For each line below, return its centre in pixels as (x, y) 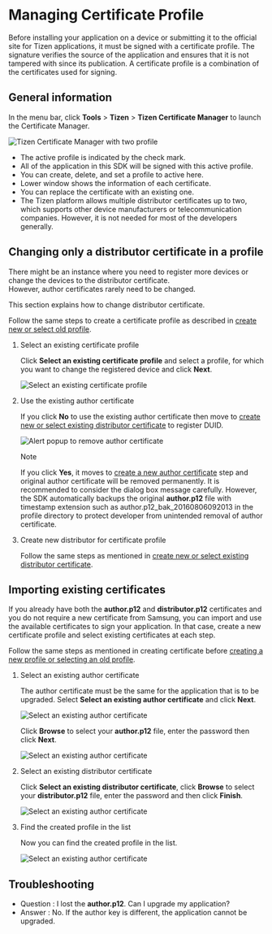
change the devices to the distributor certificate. (89, 280)
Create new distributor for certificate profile (93, 540)
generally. (37, 226)
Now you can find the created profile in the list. (99, 843)
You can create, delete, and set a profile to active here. (112, 174)
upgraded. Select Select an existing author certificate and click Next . (138, 700)
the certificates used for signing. (63, 72)
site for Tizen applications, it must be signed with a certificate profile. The (132, 46)
